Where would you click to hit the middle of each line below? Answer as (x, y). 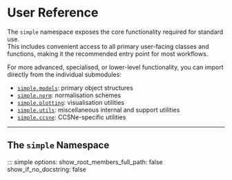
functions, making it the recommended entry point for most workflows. (108, 54)
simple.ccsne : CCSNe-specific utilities (71, 117)
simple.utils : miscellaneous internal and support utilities (98, 110)
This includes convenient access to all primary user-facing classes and (108, 46)
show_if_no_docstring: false (47, 169)
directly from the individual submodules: (65, 74)
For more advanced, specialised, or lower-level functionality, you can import (115, 67)
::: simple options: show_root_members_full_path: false (85, 162)
